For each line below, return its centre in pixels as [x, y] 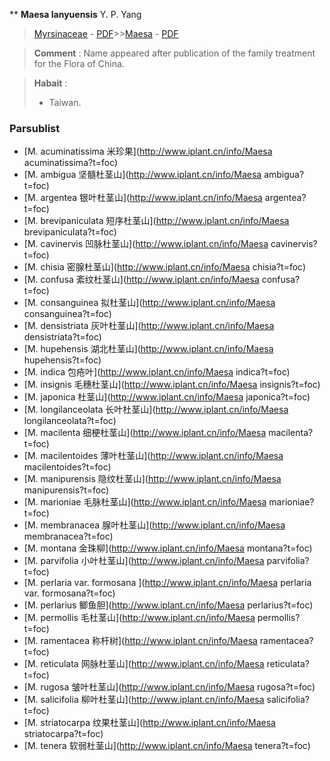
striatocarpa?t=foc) [63, 734]
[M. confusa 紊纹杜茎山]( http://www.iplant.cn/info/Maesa [141, 280]
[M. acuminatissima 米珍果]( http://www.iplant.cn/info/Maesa [148, 151]
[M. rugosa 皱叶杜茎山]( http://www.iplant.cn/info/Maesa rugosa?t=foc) [169, 687]
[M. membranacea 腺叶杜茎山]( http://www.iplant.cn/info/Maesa [154, 525]
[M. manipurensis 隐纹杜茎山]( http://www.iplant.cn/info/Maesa [152, 479]
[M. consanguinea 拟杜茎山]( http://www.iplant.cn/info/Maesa [149, 303]
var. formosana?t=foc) [69, 593]
